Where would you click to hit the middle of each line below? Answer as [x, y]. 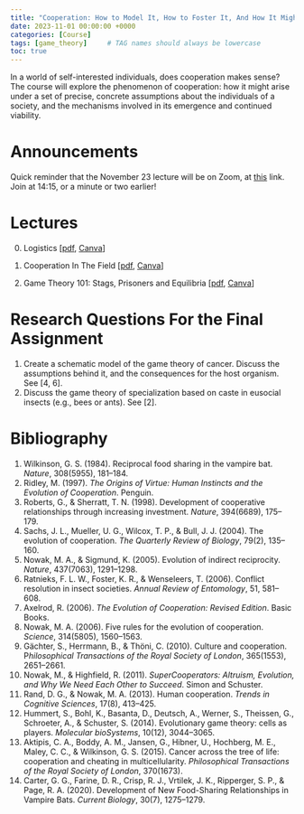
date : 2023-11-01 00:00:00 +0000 [73, 26]
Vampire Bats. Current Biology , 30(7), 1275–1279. [114, 800]
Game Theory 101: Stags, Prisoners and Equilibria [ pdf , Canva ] [139, 283]
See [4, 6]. [43, 383]
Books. [36, 617]
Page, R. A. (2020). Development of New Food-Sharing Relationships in [156, 790]
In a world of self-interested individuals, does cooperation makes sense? [145, 77]
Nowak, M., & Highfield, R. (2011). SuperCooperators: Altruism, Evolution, [159, 675]
